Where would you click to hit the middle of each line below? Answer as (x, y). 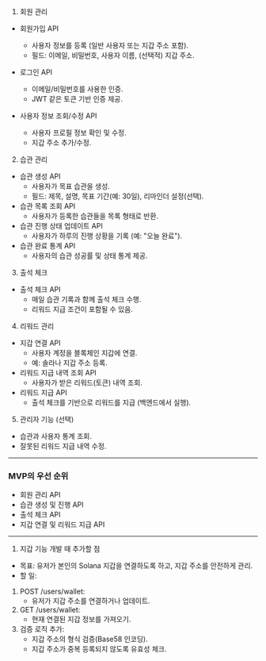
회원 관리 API (40, 495)
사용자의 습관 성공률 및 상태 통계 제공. (89, 256)
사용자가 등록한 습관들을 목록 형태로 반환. (95, 216)
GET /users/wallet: (50, 610)
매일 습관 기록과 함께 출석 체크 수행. (86, 299)
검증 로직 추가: (42, 629)
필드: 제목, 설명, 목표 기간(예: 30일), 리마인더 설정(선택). (118, 196)
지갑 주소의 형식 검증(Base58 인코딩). (89, 639)
